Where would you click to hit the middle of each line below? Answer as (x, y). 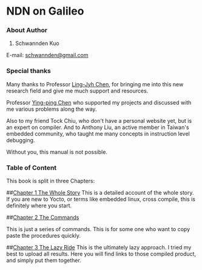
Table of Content (32, 167)
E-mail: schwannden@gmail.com (47, 55)
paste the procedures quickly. (43, 236)
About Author (27, 30)
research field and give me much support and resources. (77, 91)
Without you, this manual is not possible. (57, 152)
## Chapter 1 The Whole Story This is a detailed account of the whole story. (100, 193)
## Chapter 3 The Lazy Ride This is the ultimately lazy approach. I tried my (99, 247)
